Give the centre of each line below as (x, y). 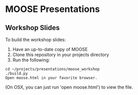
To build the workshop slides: (36, 39)
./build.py (17, 73)
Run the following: (31, 60)
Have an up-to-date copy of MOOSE (50, 49)
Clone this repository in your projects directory (61, 54)
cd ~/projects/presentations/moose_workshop (52, 69)
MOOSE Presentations (53, 9)
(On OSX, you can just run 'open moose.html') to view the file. (69, 87)
